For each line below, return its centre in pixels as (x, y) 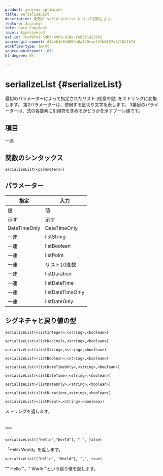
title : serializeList (27, 14)
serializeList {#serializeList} (64, 84)
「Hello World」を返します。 (34, 450)
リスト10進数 (61, 264)
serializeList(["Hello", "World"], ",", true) (54, 459)
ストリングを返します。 (29, 411)
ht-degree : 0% (20, 55)
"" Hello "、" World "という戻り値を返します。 (52, 469)
